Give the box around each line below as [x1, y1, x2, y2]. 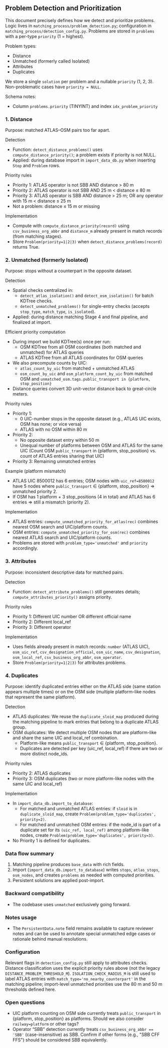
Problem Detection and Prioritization [5, 4, 122, 13]
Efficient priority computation [5, 329, 66, 335]
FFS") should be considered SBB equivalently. [12, 1037, 108, 1043]
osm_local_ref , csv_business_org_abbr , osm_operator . [12, 654, 123, 660]
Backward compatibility [5, 890, 65, 897]
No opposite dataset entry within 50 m [20, 437, 99, 443]
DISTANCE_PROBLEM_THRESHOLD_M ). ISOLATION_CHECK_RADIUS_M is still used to [5, 970, 156, 977]
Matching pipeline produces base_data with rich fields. [12, 861, 125, 867]
